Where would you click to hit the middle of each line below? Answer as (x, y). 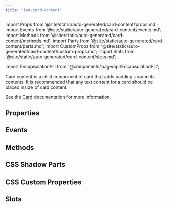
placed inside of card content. (37, 87)
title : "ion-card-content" (34, 10)
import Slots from (117, 51)
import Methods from (27, 35)
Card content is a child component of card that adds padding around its (80, 76)
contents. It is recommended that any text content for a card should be (79, 82)
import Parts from (71, 41)
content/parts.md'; (25, 46)
